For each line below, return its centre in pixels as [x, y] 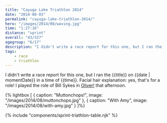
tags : [11, 51]
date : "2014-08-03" [25, 14]
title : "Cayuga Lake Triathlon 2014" [44, 10]
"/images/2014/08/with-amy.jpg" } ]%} [45, 106]
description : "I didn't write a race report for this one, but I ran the [84, 47]
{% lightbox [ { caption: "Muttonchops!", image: [54, 95]
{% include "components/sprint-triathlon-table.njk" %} [61, 116]
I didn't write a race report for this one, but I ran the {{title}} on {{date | [78, 75]
